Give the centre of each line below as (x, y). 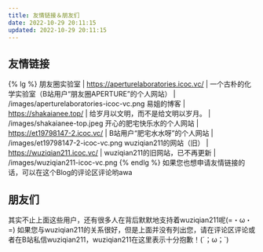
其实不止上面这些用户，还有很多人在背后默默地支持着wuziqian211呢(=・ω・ (130, 220)
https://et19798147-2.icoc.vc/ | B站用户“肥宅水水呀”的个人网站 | (111, 133)
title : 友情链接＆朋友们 (44, 15)
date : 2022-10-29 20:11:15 (52, 23)
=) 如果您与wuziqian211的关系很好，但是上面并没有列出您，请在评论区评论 (128, 230)
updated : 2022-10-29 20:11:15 (58, 30)
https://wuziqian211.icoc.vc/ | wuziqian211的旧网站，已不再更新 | (112, 153)
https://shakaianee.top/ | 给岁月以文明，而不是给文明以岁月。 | (110, 114)
